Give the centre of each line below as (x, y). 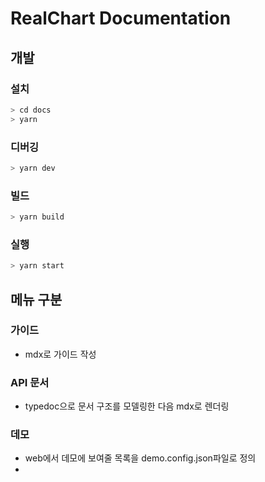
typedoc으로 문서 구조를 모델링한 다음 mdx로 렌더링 (127, 406)
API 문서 (30, 382)
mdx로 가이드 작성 (60, 354)
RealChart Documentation (121, 18)
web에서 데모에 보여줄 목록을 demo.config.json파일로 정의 (140, 458)
